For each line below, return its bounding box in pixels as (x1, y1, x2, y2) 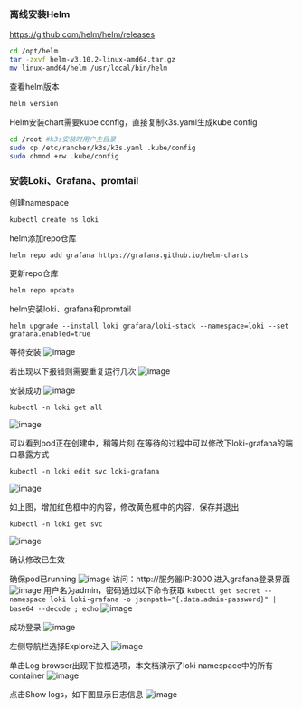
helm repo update (9, 286, 75, 295)
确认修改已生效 (9, 554, 65, 565)
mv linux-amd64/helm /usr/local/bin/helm (9, 63, 168, 73)
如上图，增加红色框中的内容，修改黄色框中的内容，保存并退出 (9, 502, 240, 513)
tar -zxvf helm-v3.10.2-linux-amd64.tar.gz (9, 55, 176, 64)
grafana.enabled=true (9, 330, 91, 339)
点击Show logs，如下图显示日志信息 (9, 689, 144, 700)
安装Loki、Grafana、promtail (9, 175, 139, 187)
